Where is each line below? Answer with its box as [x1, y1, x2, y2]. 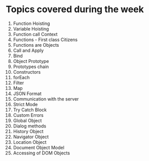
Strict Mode [13, 101, 38, 107]
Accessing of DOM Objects [13, 150, 70, 156]
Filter [13, 80, 24, 86]
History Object [13, 128, 44, 134]
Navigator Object [13, 134, 49, 140]
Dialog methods [13, 123, 47, 129]
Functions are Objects [13, 42, 59, 48]
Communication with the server [13, 95, 79, 102]
